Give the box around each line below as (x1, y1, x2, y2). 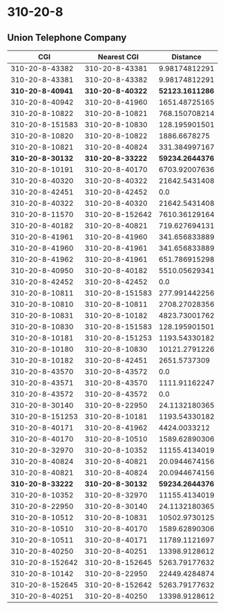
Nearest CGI (97, 53, 139, 61)
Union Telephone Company (7, 32, 127, 44)
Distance (171, 53, 202, 61)
